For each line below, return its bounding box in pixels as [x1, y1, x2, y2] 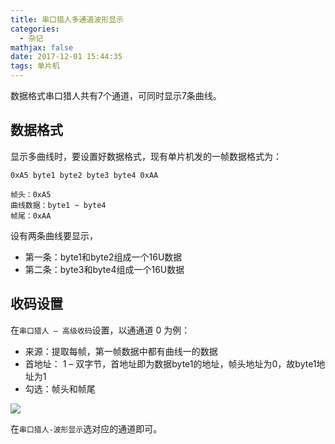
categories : [10, 24, 60, 34]
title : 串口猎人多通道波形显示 [10, 14, 124, 25]
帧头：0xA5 [10, 189, 52, 200]
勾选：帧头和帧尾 [24, 382, 96, 395]
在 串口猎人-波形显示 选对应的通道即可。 [10, 422, 163, 435]
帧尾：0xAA [10, 211, 52, 221]
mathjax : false [10, 42, 74, 53]
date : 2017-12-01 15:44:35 [10, 52, 123, 62]
